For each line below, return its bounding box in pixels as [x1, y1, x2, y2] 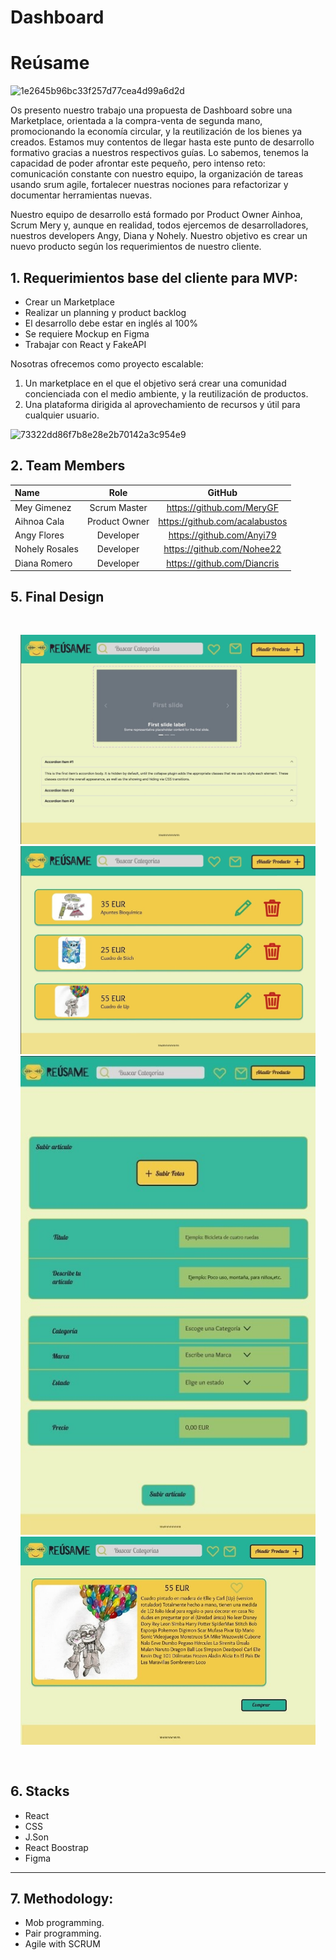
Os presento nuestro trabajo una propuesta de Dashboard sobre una [10, 104, 293, 116]
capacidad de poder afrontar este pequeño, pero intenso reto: [10, 157, 266, 170]
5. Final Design [10, 589, 105, 606]
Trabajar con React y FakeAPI [24, 338, 147, 350]
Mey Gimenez [14, 501, 72, 513]
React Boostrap [24, 1841, 89, 1853]
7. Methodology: [10, 1890, 114, 1907]
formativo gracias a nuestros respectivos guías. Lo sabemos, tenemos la [10, 147, 309, 159]
